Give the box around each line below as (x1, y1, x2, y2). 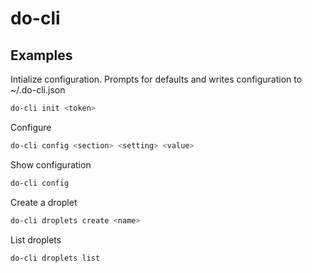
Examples (10, 47, 73, 64)
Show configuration (10, 158, 92, 171)
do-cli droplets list (10, 253, 101, 263)
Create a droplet (10, 196, 78, 208)
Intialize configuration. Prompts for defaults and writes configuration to (10, 73, 303, 85)
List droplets (10, 233, 62, 246)
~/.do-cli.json (10, 84, 66, 96)
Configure (10, 121, 52, 133)
